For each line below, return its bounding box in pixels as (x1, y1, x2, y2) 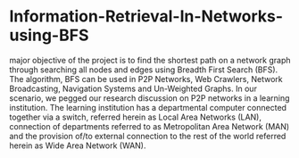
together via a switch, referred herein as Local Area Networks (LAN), (9, 112, 262, 122)
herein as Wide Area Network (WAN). (9, 140, 146, 151)
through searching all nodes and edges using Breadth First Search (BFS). (9, 64, 278, 75)
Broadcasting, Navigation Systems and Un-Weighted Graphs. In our (9, 83, 257, 94)
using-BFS (9, 25, 89, 46)
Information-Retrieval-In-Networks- (9, 6, 284, 27)
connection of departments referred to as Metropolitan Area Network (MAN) (9, 121, 290, 131)
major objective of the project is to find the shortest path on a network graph (9, 54, 291, 65)
